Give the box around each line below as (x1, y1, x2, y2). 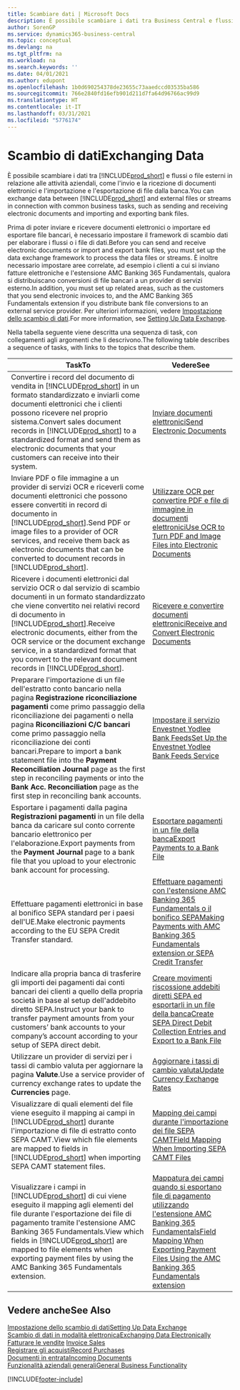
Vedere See (171, 360, 210, 370)
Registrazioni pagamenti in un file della (11, 811, 145, 821)
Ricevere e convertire (152, 601, 224, 611)
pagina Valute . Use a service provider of (11, 1069, 145, 1079)
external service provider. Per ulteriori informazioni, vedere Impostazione (7, 306, 223, 315)
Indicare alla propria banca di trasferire (11, 969, 141, 979)
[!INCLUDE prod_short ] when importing (11, 1152, 141, 1162)
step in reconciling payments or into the (11, 773, 144, 783)
